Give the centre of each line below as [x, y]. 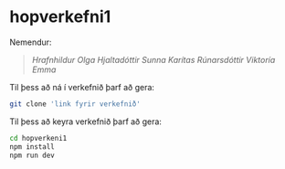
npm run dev [32, 155]
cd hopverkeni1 [38, 138]
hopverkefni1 [60, 17]
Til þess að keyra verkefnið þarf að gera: [86, 121]
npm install [32, 147]
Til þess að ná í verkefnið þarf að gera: [82, 87]
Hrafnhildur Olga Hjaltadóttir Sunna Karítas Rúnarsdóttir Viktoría [153, 59]
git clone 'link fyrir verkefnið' [75, 104]
